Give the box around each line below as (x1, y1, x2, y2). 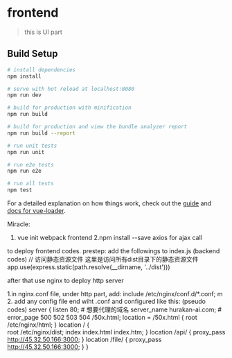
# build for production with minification (7, 104, 132, 112)
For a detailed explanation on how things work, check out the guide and (7, 199, 212, 207)
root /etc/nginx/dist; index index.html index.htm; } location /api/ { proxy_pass (7, 328, 226, 336)
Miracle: (7, 220, 30, 228)
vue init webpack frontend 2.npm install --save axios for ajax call (17, 234, 202, 241)
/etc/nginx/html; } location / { (7, 321, 90, 329)
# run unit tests (7, 142, 57, 149)
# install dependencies (7, 66, 76, 74)
